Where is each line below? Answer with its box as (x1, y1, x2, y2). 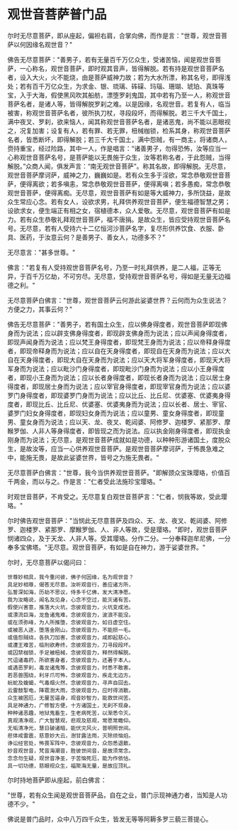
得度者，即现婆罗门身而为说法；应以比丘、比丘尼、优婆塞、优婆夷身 (25, 391, 225, 399)
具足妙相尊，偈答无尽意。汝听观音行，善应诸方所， (7, 581, 135, 588)
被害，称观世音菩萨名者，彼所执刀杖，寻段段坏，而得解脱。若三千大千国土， (7, 108, 231, 117)
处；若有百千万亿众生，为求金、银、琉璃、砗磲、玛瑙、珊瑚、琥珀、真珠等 (7, 82, 225, 90)
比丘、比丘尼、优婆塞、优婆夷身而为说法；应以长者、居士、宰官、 (38, 399, 231, 409)
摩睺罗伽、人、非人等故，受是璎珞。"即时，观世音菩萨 (69, 525, 228, 534)
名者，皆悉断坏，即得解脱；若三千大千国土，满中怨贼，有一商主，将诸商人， (7, 135, 231, 144)
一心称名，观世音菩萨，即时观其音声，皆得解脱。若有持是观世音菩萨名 (19, 64, 225, 72)
